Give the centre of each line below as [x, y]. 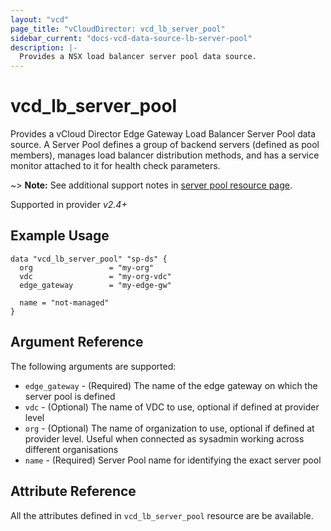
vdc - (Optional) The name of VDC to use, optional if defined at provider [172, 407]
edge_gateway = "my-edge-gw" [95, 285]
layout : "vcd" [40, 19]
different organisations [71, 449]
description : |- [44, 47]
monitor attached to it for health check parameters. [115, 166]
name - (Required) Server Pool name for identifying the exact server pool [173, 460]
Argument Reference [77, 342]
